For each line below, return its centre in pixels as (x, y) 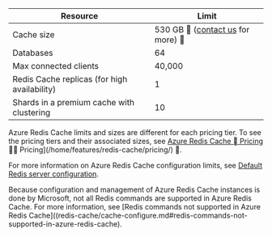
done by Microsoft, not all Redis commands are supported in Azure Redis (130, 198)
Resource (79, 16)
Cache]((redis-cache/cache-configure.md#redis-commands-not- (138, 215)
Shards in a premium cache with (74, 102)
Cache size (34, 34)
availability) (34, 89)
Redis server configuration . (54, 174)
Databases (33, 53)
